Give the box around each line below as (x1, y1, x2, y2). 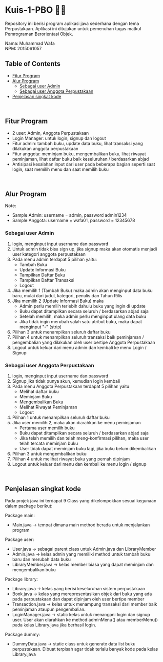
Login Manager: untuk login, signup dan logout (12, 135, 106, 141)
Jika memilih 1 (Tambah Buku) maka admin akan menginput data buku (12, 288, 153, 293)
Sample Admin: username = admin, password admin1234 (12, 212, 127, 218)
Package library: (5, 576, 38, 582)
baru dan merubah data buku (12, 556, 71, 562)
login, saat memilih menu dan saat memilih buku (12, 166, 109, 172)
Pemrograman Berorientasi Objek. (5, 31, 73, 37)
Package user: (5, 537, 34, 542)
